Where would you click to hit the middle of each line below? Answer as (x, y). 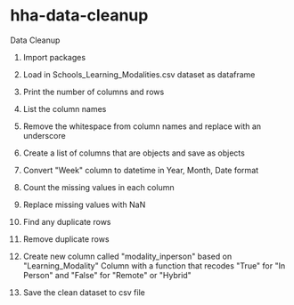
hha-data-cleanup (79, 16)
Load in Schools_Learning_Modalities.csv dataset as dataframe (139, 74)
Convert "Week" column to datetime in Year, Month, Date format (141, 170)
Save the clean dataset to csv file (84, 292)
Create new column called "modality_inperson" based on (127, 256)
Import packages (54, 57)
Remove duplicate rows (66, 239)
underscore (44, 135)
